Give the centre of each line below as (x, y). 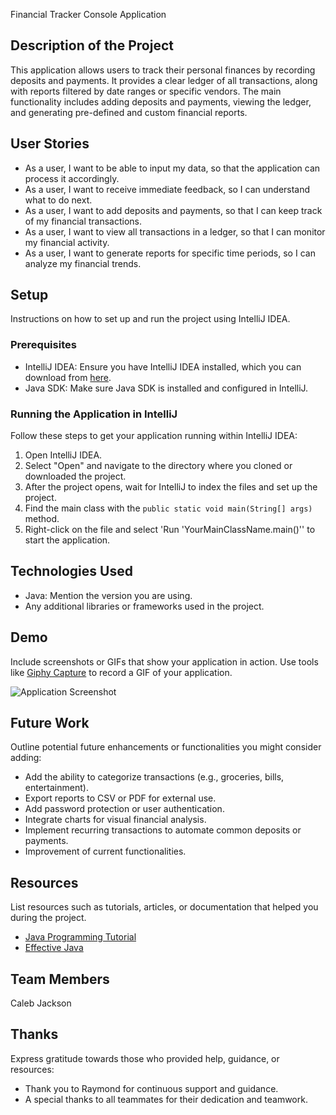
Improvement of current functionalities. (105, 851)
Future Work (50, 723)
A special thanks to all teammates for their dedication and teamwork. (166, 1099)
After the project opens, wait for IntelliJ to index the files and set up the (171, 487)
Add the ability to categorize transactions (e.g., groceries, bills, (154, 777)
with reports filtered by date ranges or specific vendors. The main (146, 91)
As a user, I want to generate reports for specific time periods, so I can (170, 253)
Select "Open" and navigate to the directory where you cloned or (158, 466)
